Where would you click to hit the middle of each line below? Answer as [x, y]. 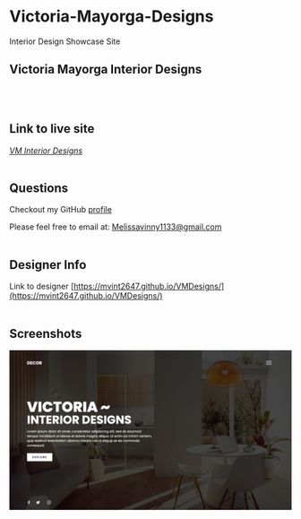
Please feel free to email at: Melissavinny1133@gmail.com [116, 227]
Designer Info [48, 265]
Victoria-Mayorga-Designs [112, 17]
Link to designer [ [42, 286]
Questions [39, 188]
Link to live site [52, 129]
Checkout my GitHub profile [60, 210]
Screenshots [46, 333]
